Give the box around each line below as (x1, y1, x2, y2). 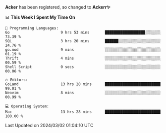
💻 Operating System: (5, 104, 50, 109)
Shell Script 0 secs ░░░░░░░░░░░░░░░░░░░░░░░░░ (5, 65, 161, 69)
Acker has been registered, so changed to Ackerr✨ (5, 4, 111, 10)
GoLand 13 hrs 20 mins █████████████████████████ (5, 82, 161, 87)
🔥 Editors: (5, 77, 28, 82)
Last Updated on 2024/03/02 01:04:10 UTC (5, 123, 94, 128)
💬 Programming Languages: (5, 26, 58, 31)
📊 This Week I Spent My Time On (5, 14, 75, 20)
